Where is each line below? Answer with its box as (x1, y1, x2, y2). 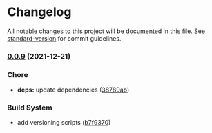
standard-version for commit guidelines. (7, 34, 122, 42)
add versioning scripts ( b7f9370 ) (17, 119, 111, 127)
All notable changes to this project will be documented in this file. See (7, 27, 206, 35)
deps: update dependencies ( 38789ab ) (17, 85, 130, 94)
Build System (7, 103, 53, 112)
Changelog (7, 4, 72, 20)
